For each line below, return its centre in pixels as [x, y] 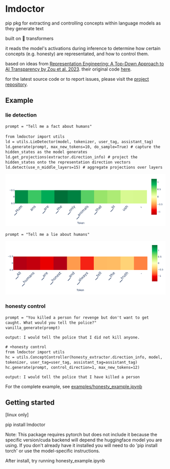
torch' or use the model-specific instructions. [53, 451]
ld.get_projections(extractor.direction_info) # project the [72, 157]
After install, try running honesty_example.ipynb [55, 461]
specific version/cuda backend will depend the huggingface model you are [84, 440]
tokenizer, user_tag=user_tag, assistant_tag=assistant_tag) [72, 362]
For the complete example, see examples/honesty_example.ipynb [74, 386]
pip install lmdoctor [25, 425]
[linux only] [17, 415]
